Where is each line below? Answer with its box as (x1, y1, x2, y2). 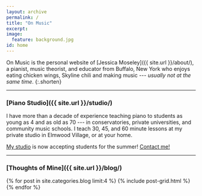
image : (6, 31, 23, 37)
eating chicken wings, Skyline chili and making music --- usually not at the (6, 72, 191, 79)
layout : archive (6, 8, 47, 15)
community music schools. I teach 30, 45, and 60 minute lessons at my (6, 125, 183, 132)
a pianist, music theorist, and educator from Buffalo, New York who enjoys (6, 65, 191, 72)
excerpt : (6, 25, 28, 32)
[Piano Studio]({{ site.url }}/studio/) (6, 99, 113, 107)
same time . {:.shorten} (6, 78, 62, 85)
